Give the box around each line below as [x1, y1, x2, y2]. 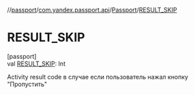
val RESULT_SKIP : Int [7, 59, 66, 68]
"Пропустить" [7, 80, 48, 88]
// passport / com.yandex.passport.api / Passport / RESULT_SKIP [7, 6, 177, 14]
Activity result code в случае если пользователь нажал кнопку [7, 72, 189, 81]
